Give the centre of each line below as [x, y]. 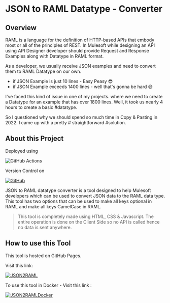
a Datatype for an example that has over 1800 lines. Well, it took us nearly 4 [84, 102]
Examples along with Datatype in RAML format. [55, 56]
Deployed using [22, 151]
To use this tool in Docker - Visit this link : [49, 285]
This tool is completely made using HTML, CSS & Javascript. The [86, 216]
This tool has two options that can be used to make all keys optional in [79, 201]
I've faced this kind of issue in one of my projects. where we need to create [84, 97]
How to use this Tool [38, 243]
